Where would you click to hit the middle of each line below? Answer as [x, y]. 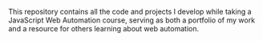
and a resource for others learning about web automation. [103, 29]
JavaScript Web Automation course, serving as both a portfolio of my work [131, 20]
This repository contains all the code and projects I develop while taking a [130, 12]
